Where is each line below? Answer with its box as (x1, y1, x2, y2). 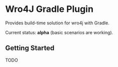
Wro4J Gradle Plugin (5, 3, 94, 15)
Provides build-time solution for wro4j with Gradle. (5, 20, 109, 26)
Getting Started (5, 44, 55, 53)
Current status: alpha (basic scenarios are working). (5, 29, 113, 35)
